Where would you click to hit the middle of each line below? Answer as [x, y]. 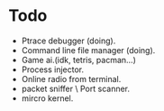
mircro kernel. [47, 98]
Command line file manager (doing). [88, 50]
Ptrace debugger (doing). [68, 41]
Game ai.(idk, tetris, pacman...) [78, 60]
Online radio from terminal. [71, 79]
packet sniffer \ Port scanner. [76, 88]
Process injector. [53, 69]
